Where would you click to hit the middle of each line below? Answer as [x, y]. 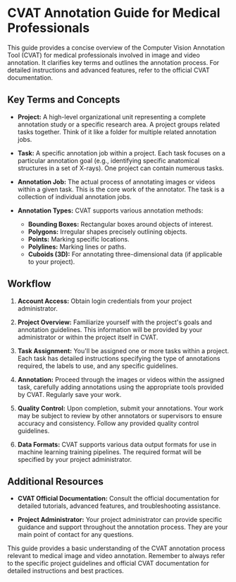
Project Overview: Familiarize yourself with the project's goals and [115, 322]
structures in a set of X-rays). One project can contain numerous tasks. [120, 168]
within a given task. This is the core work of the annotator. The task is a [121, 189]
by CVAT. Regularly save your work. [69, 394]
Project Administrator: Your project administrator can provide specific [120, 520]
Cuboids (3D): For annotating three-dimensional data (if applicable [125, 254]
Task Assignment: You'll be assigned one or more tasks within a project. [123, 350]
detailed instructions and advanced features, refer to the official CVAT [108, 70]
